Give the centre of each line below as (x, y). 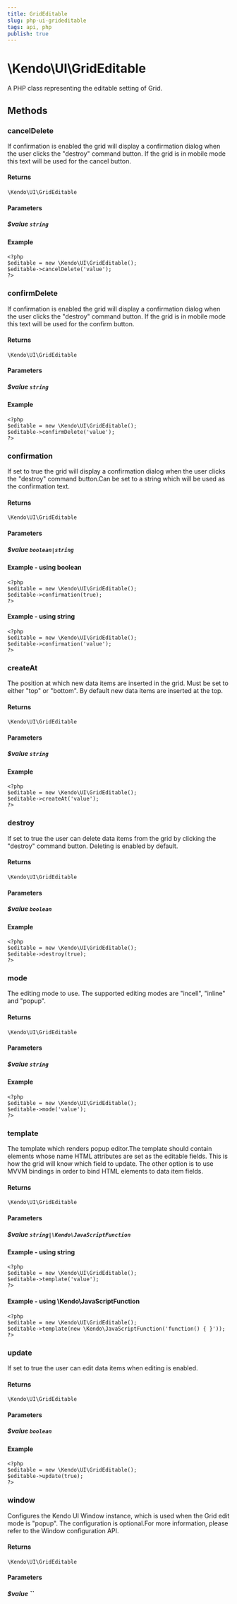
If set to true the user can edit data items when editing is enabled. (103, 1368)
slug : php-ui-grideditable (47, 21)
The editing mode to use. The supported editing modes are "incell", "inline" (116, 993)
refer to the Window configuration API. (63, 1530)
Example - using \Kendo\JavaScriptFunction (73, 1301)
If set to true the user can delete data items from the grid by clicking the (112, 838)
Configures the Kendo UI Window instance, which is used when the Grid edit (119, 1516)
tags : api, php (30, 27)
